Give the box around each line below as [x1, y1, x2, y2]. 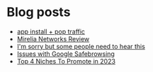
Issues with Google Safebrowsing [16, 50, 115, 58]
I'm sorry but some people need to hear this [16, 42, 146, 50]
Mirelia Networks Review [16, 34, 90, 43]
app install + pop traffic [16, 27, 86, 36]
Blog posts [6, 4, 71, 20]
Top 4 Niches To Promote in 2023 [16, 57, 116, 65]
